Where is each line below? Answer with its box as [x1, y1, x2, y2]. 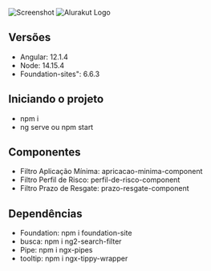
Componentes [8, 145, 82, 160]
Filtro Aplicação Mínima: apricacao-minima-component [19, 167, 203, 176]
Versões [8, 30, 51, 44]
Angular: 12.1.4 [19, 52, 68, 62]
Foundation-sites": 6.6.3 [19, 69, 100, 79]
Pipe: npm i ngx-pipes [19, 245, 93, 255]
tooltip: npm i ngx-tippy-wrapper [19, 253, 128, 264]
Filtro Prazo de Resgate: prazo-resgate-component [19, 184, 190, 193]
